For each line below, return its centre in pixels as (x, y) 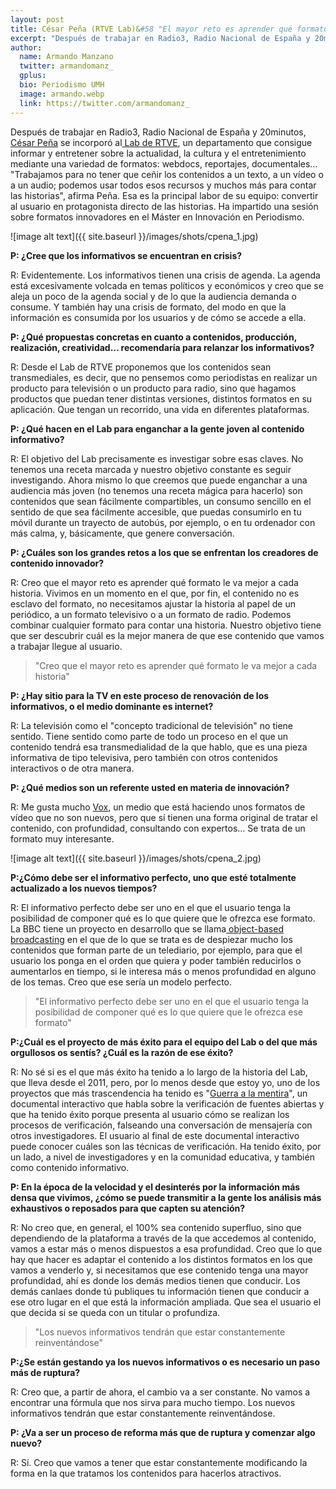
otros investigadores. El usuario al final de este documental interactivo (155, 1135)
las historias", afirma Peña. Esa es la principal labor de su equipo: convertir (164, 195)
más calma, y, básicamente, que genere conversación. (122, 533)
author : (26, 47)
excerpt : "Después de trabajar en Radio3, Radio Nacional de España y (160, 38)
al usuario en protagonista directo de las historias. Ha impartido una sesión (164, 206)
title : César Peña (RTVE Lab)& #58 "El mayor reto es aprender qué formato (169, 29)
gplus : (33, 76)
